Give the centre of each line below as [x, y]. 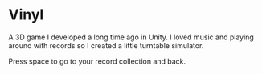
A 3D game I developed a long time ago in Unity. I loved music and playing [131, 37]
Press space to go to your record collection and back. [97, 61]
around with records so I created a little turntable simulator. [106, 45]
